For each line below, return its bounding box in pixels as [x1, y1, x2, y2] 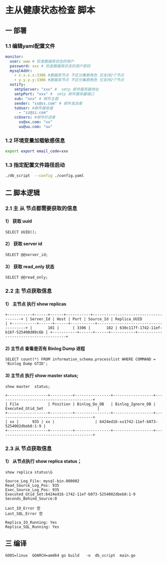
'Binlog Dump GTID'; [5, 361, 49, 367]
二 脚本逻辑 [5, 188, 40, 197]
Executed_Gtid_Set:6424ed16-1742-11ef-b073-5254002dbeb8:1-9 [5, 492, 136, 497]
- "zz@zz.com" [18, 110, 49, 116]
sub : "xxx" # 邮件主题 [14, 96, 59, 101]
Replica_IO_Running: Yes [5, 520, 57, 525]
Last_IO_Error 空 [5, 506, 41, 511]
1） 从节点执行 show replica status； [5, 458, 82, 465]
